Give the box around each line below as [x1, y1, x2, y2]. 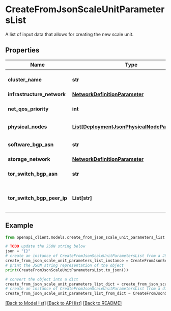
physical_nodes [8, 123, 47, 130]
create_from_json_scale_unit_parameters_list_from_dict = [5, 291, 131, 296]
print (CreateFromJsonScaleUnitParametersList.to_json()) [5, 267, 129, 273]
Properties [5, 46, 40, 54]
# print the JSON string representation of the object [5, 263, 124, 268]
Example [5, 221, 34, 230]
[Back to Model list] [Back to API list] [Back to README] [5, 300, 122, 306]
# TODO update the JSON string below [5, 244, 85, 249]
